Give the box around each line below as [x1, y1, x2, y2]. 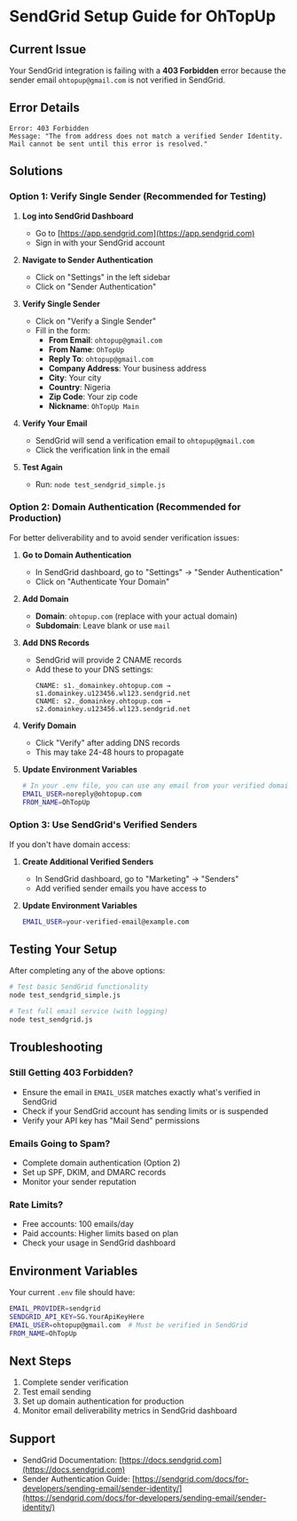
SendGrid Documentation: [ [21, 1455, 122, 1466]
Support [9, 1431, 56, 1446]
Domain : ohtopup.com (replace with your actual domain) [35, 611, 238, 621]
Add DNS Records [21, 637, 90, 648]
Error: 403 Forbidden [9, 124, 90, 132]
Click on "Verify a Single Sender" [35, 316, 157, 326]
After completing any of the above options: [9, 965, 166, 976]
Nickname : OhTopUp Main [48, 400, 140, 411]
